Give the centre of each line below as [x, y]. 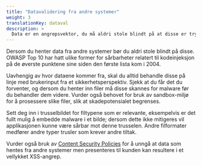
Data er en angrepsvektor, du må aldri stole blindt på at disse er [99, 34]
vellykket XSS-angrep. [34, 156]
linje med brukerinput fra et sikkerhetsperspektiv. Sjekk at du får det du [94, 82]
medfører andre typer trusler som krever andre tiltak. [72, 132]
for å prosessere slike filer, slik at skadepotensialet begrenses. [84, 101]
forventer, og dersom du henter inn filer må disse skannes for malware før [98, 88]
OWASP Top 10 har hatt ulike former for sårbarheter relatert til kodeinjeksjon [100, 58]
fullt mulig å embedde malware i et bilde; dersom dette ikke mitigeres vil [95, 119]
